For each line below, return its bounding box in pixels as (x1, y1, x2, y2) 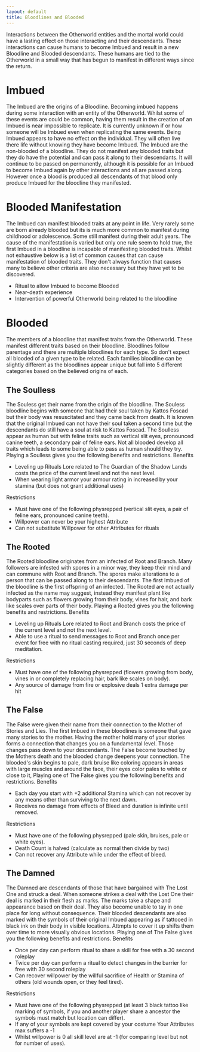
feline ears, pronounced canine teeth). (14, 512, 109, 519)
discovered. (6, 271, 36, 278)
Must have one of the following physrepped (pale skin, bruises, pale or (14, 831, 189, 839)
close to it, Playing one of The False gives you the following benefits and (6, 772, 184, 779)
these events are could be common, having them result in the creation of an (6, 116, 193, 123)
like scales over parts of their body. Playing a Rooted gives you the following (6, 602, 194, 609)
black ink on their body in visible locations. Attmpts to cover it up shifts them (6, 922, 194, 929)
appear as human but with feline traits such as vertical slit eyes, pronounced (6, 433, 194, 440)
